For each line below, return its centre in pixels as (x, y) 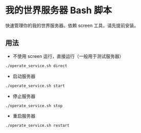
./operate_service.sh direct (36, 66)
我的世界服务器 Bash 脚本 (59, 10)
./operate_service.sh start (35, 86)
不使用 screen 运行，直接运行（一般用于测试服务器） (68, 56)
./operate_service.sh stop (34, 106)
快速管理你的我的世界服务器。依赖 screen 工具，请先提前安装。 (72, 25)
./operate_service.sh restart (38, 126)
